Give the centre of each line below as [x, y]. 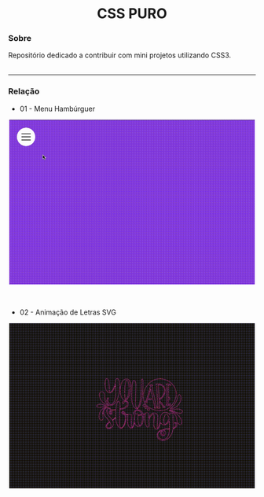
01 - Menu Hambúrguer [57, 109]
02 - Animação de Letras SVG [68, 312]
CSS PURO [132, 14]
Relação [24, 91]
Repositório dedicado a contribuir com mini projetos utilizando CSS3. [120, 55]
